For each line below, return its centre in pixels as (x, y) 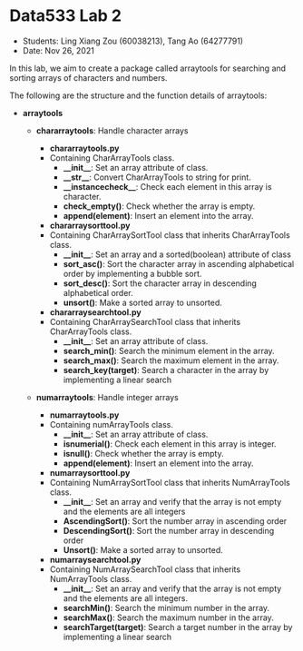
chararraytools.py (84, 148)
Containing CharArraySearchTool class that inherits (145, 321)
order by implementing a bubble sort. (132, 273)
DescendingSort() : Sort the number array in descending (169, 530)
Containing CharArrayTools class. (112, 158)
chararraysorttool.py (90, 225)
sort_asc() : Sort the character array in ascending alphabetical (179, 263)
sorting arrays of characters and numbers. (88, 77)
